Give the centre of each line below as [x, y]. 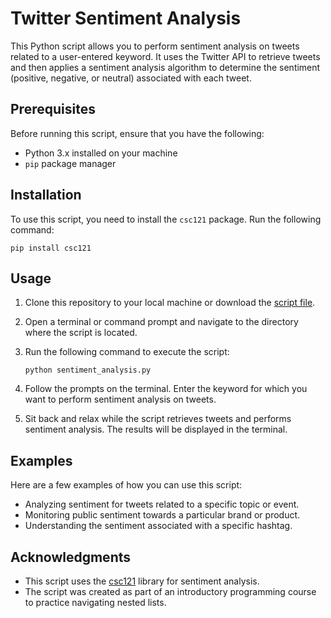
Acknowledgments [71, 557]
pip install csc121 [51, 248]
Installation [46, 195]
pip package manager [70, 163]
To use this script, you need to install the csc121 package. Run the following [166, 219]
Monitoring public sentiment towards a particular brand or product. [162, 515]
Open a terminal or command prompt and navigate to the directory [161, 322]
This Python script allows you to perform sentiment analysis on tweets [155, 46]
